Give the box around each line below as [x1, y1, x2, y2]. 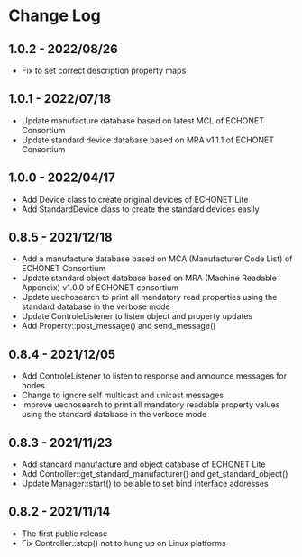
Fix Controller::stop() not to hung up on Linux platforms [21, 537, 226, 548]
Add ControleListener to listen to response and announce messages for [21, 370, 288, 381]
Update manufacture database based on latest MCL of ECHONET [21, 114, 265, 126]
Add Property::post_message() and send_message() [21, 321, 216, 332]
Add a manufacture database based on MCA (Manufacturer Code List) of [21, 253, 293, 264]
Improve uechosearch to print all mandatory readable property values [21, 399, 280, 410]
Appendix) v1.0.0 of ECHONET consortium [21, 282, 179, 293]
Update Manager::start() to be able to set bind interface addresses [21, 479, 269, 489]
